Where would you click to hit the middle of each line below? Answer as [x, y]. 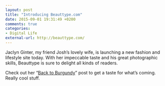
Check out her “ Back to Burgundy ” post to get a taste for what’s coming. [80, 72]
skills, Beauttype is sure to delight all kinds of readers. [61, 63]
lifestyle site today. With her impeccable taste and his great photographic [81, 57]
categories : [18, 29]
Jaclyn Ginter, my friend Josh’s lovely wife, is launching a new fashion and [83, 52]
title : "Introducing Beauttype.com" [44, 15]
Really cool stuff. [23, 78]
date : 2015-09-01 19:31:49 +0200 [40, 19]
